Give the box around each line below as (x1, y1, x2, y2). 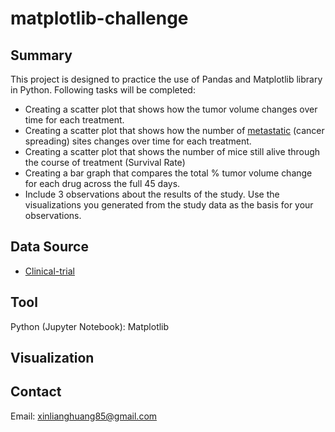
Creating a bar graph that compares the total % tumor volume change (24, 167, 313, 179)
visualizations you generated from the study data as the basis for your (24, 199, 314, 211)
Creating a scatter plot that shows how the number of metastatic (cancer (24, 125, 325, 136)
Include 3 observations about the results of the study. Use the (24, 188, 280, 200)
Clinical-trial (24, 265, 75, 277)
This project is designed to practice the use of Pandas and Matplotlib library (10, 73, 323, 85)
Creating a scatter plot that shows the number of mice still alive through (24, 146, 321, 157)
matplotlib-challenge (10, 7, 189, 30)
